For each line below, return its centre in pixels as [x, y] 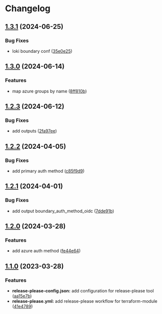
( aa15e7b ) [22, 296]
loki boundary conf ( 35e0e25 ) [42, 51]
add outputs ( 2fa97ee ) [34, 131]
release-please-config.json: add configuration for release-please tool [83, 291]
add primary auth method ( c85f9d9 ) [48, 171]
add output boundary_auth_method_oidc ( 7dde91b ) [63, 211]
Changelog [28, 9]
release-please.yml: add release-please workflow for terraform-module [85, 301]
